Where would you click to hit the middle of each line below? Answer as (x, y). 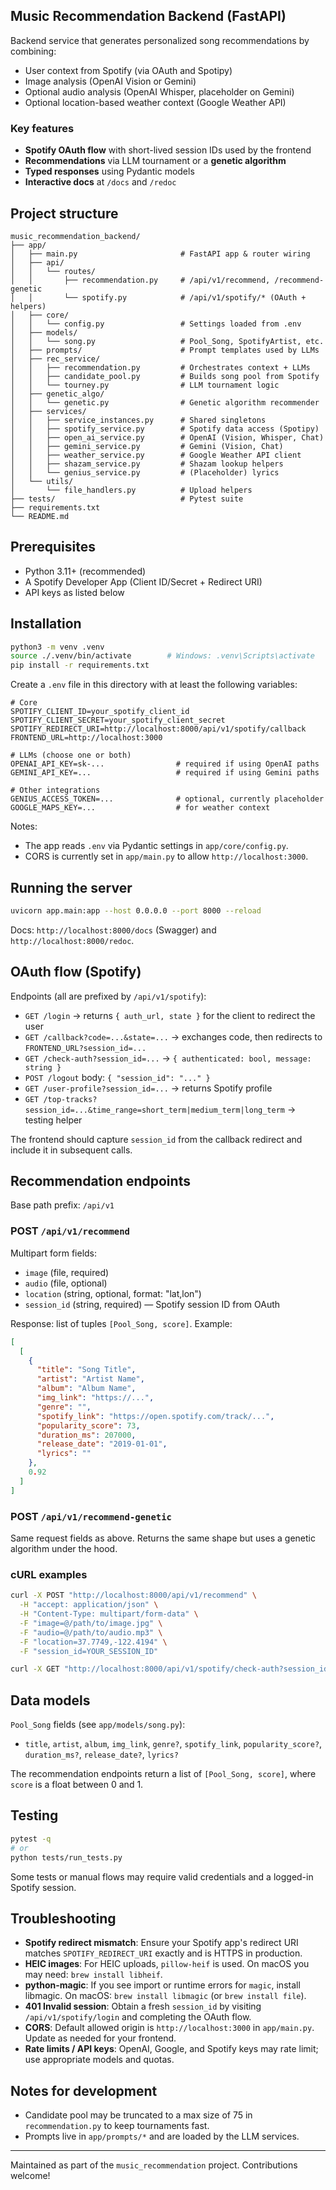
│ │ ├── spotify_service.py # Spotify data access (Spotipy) (165, 429)
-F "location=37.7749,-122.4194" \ (93, 1642)
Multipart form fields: (54, 1253)
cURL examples (49, 1574)
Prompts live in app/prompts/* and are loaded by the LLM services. (162, 2136)
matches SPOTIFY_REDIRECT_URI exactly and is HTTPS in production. (163, 1953)
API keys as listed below (74, 592)
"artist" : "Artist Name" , (90, 1379)
